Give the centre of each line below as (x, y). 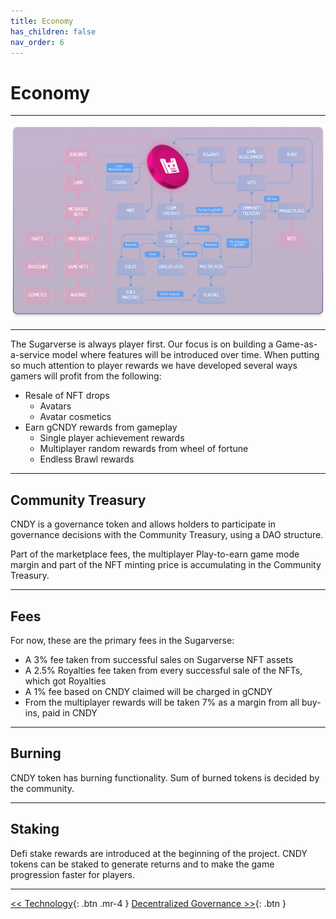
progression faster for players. (73, 874)
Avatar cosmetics (75, 417)
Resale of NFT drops (67, 396)
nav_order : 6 (37, 42)
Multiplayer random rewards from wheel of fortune (144, 449)
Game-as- (296, 344)
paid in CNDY (69, 713)
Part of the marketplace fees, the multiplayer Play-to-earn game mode (155, 554)
